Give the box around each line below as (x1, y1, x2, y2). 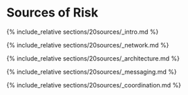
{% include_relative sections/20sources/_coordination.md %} (6, 81, 181, 89)
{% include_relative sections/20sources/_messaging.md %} (6, 67, 177, 76)
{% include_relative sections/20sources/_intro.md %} (6, 28, 159, 36)
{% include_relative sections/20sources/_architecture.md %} (6, 54, 180, 63)
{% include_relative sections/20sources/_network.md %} (6, 41, 169, 49)
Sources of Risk (6, 5, 98, 21)
